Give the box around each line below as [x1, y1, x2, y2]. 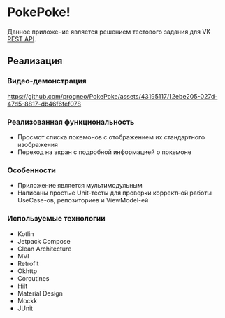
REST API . [7, 34, 36, 43]
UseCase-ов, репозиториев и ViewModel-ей [17, 196, 149, 205]
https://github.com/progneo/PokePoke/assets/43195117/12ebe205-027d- [7, 92, 218, 100]
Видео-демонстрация [7, 76, 87, 86]
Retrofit [17, 259, 39, 268]
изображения [17, 140, 58, 148]
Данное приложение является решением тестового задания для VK [7, 27, 211, 36]
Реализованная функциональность [7, 117, 135, 127]
